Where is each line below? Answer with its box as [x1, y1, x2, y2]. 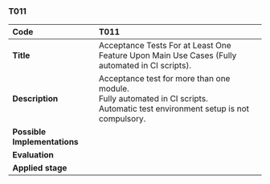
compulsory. [98, 113, 146, 125]
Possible [12, 126, 47, 137]
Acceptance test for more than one [98, 73, 231, 84]
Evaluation [12, 149, 54, 161]
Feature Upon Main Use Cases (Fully [98, 50, 237, 61]
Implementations [12, 137, 79, 148]
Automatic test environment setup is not [98, 103, 250, 114]
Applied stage [12, 162, 67, 174]
